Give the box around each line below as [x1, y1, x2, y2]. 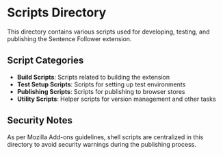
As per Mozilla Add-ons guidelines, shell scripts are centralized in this [7, 132, 204, 141]
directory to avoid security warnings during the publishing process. [7, 140, 196, 148]
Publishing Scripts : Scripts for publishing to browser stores [16, 87, 185, 95]
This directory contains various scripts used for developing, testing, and [7, 27, 210, 36]
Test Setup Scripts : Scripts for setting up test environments [16, 80, 186, 88]
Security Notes [7, 115, 73, 126]
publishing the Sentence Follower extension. [7, 34, 132, 43]
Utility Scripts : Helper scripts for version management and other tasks [16, 95, 217, 103]
